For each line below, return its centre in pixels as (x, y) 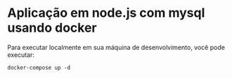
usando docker (52, 28)
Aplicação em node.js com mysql (106, 13)
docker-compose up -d (39, 67)
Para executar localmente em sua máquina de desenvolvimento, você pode (116, 47)
